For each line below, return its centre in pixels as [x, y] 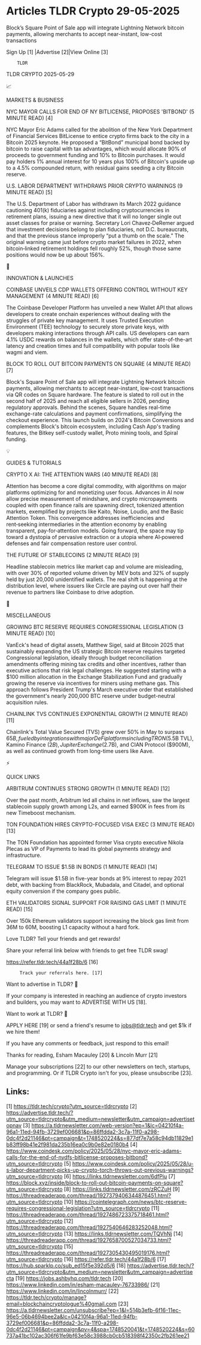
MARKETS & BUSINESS [35, 100]
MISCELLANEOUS [28, 615]
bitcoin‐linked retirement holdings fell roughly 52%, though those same [94, 248]
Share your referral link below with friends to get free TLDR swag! [87, 950]
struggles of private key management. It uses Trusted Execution [85, 320]
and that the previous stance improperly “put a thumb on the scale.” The [95, 236]
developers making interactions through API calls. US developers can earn [98, 333]
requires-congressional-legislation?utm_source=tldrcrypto [78, 1208]
